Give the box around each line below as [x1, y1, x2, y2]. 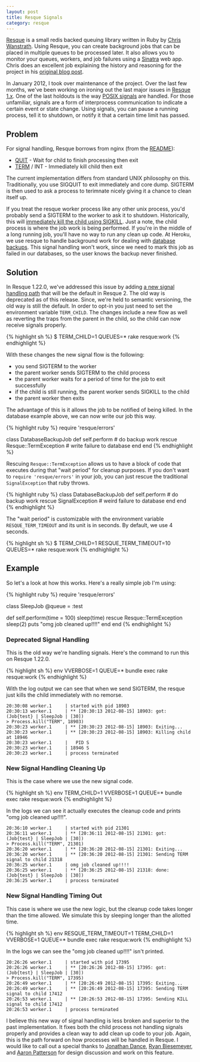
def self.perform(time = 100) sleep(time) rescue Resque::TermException [6, 614, 183, 621]
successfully [14, 382, 47, 389]
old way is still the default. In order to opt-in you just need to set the [6, 302, 173, 309]
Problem [6, 129, 39, 139]
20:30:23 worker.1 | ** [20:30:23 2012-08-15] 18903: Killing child [6, 729, 191, 735]
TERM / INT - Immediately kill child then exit [14, 163, 123, 170]
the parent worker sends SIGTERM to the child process [14, 369, 150, 376]
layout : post [6, 8, 39, 15]
